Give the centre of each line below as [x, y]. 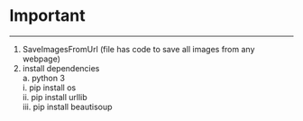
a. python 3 [44, 78]
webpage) [41, 59]
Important [47, 16]
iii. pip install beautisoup [67, 107]
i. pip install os [49, 88]
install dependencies [61, 68]
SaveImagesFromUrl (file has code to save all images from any [138, 49]
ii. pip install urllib [55, 97]
